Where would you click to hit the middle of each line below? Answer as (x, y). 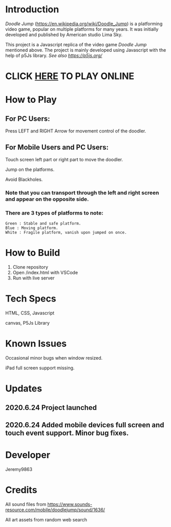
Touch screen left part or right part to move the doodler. (64, 159)
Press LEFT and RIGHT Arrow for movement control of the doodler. (76, 131)
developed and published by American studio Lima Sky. (64, 34)
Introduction (32, 10)
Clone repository (30, 267)
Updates (24, 389)
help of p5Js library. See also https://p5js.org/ (54, 55)
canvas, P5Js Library (28, 323)
